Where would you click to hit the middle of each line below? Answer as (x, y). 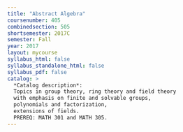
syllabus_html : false (39, 59)
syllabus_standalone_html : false (56, 66)
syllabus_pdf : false (37, 72)
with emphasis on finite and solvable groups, (82, 98)
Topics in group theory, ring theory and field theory (95, 91)
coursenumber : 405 (34, 20)
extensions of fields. (46, 111)
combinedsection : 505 (39, 27)
